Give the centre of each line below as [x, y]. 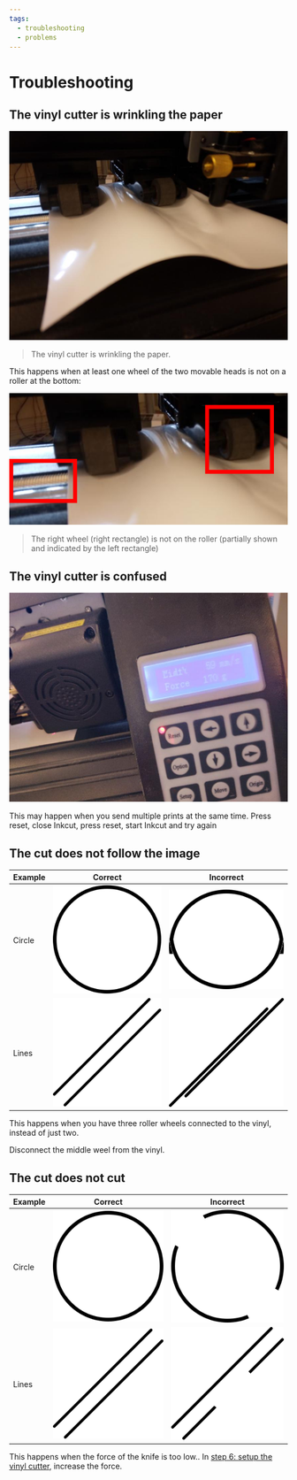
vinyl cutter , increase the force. [66, 1466]
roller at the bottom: [45, 381]
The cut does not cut [67, 1178]
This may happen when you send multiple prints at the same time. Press [140, 816]
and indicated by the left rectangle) [95, 548]
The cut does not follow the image [105, 853]
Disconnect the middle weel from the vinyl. [87, 1150]
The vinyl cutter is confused [88, 576]
